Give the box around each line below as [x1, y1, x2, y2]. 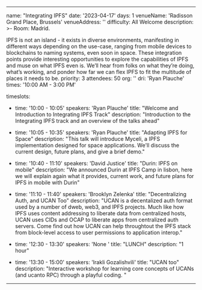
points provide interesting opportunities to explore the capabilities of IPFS [6, 55, 189, 63]
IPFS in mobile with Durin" [14, 179, 80, 186]
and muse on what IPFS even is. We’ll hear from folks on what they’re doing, [6, 62, 195, 69]
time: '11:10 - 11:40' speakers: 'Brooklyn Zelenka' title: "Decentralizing [14, 191, 186, 197]
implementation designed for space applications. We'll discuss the [14, 142, 179, 149]
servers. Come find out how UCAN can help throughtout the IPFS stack [14, 223, 191, 229]
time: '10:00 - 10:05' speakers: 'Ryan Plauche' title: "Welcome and [14, 105, 179, 111]
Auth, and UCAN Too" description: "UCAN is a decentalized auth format [14, 197, 193, 204]
